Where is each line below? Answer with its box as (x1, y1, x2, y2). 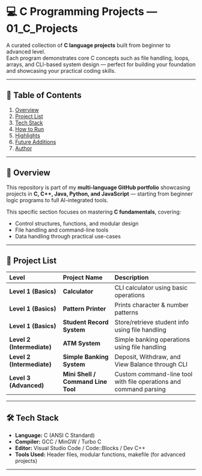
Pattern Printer (63, 304, 106, 313)
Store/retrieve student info (114, 318, 189, 327)
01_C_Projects (6, 22, 78, 36)
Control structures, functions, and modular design (14, 220, 139, 227)
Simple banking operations (114, 335, 191, 344)
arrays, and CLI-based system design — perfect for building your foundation (6, 61, 196, 68)
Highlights (14, 132, 40, 139)
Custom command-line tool (114, 370, 193, 379)
